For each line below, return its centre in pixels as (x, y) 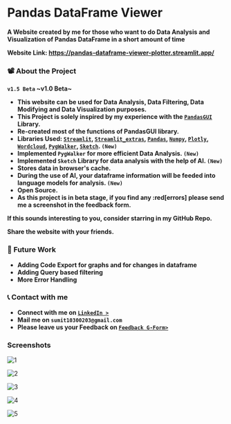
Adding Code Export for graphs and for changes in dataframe (107, 265)
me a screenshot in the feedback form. (74, 205)
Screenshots (29, 345)
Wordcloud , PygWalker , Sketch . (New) (67, 146)
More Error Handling (47, 279)
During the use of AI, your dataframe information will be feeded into (116, 176)
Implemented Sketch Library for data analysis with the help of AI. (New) (120, 161)
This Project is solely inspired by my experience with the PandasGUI (114, 117)
